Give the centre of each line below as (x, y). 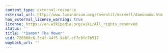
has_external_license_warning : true (44, 19)
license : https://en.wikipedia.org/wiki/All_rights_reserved (72, 24)
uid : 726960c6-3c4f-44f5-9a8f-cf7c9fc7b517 (52, 38)
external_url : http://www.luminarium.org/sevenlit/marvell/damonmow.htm (84, 15)
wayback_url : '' (22, 43)
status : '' (17, 29)
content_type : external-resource (41, 10)
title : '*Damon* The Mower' (35, 33)
